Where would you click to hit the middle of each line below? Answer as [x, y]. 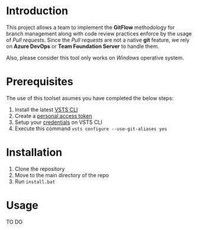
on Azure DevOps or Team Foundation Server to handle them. [83, 46]
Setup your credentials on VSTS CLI [58, 122]
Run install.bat [35, 181]
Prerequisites [40, 82]
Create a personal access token [53, 116]
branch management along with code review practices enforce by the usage [99, 33]
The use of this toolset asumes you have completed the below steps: [90, 98]
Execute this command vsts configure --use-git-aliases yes [91, 128]
